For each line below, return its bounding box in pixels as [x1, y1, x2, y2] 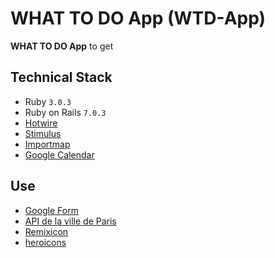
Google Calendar [24, 148, 95, 161]
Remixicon [24, 225, 69, 237]
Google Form [24, 204, 79, 216]
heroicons [24, 236, 67, 248]
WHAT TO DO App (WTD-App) [10, 7, 267, 30]
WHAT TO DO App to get [10, 40, 114, 52]
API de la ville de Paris [24, 215, 117, 227]
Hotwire [24, 117, 58, 129]
